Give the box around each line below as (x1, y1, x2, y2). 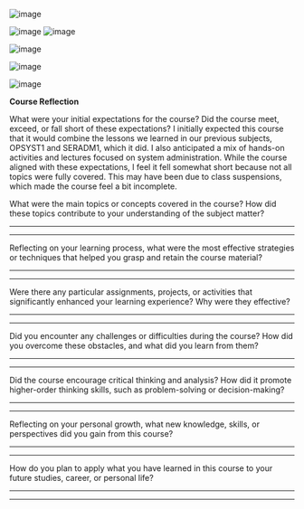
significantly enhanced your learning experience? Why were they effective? (9, 297, 291, 306)
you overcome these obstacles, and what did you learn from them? (9, 340, 260, 351)
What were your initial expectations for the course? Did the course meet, (9, 114, 280, 124)
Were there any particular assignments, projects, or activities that (9, 287, 253, 297)
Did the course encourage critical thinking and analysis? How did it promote (9, 375, 292, 385)
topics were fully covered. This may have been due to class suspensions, (9, 172, 282, 182)
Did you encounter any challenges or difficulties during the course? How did (9, 331, 294, 341)
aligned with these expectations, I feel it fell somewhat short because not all (9, 162, 292, 172)
